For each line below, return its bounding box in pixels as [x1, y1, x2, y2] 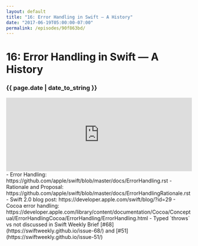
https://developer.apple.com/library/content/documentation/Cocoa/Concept [6, 208, 191, 215]
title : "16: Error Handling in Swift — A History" [6, 14, 133, 20]
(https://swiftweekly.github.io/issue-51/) [6, 233, 103, 240]
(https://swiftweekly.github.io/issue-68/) [6, 227, 104, 234]
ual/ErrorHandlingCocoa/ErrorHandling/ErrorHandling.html [6, 214, 148, 221]
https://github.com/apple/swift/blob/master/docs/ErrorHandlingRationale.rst [6, 190, 191, 197]
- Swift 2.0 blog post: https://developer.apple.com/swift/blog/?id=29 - [6, 195, 176, 203]
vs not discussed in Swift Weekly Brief [6, 221, 99, 228]
